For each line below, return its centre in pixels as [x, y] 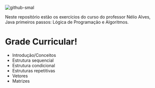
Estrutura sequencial [33, 60]
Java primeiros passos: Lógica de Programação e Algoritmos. [67, 22]
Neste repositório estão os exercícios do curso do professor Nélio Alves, [78, 17]
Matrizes [21, 81]
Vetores [20, 76]
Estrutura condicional [33, 65]
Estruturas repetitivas [33, 70]
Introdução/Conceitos [34, 55]
